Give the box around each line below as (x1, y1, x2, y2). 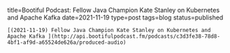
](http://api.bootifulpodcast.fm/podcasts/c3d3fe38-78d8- (48, 33, 220, 40)
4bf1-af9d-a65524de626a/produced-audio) (7, 39, 127, 46)
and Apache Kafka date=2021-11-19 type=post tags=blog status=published (7, 13, 224, 22)
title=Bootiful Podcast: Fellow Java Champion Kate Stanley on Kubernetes (7, 6, 220, 14)
